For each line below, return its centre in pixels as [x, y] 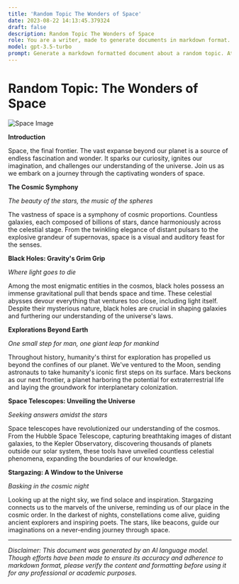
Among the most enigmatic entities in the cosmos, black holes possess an [116, 286]
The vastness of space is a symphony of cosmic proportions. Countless [113, 214]
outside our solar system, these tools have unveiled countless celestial [111, 451]
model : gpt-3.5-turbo [40, 47]
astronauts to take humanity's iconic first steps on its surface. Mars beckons [119, 372]
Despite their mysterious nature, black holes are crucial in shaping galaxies [117, 308]
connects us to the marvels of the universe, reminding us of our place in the [119, 507]
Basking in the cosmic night [49, 485]
